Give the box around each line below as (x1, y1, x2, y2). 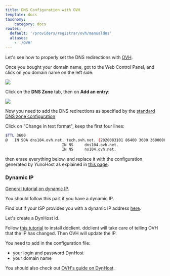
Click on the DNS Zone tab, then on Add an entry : (5, 88, 110, 95)
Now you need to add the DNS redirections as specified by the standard (5, 108, 155, 114)
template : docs (5, 12, 37, 17)
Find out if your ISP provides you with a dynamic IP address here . (5, 205, 142, 211)
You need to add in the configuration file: (5, 240, 91, 246)
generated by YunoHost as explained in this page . (5, 161, 109, 167)
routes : (5, 26, 22, 31)
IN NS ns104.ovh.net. (61, 147, 116, 152)
